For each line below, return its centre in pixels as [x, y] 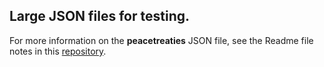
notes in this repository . [58, 51]
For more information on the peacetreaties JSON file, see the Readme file [161, 40]
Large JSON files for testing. [100, 16]
